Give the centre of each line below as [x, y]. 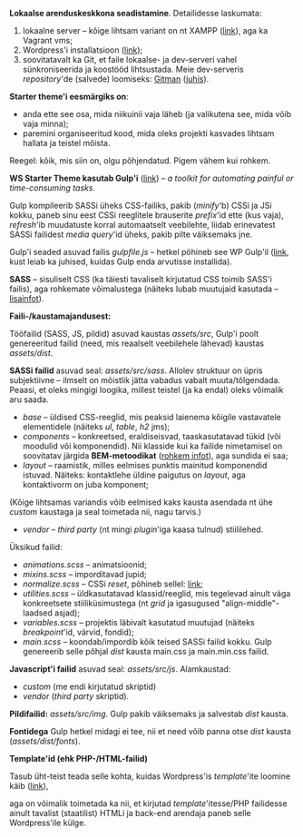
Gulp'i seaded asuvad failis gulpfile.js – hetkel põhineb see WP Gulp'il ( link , [149, 252]
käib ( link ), [29, 786]
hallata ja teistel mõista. [66, 143]
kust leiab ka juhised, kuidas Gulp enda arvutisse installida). [121, 261]
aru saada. [29, 399]
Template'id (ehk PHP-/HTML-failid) [78, 758]
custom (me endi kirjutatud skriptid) [89, 686]
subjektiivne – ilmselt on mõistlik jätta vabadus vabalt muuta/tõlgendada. [145, 380]
